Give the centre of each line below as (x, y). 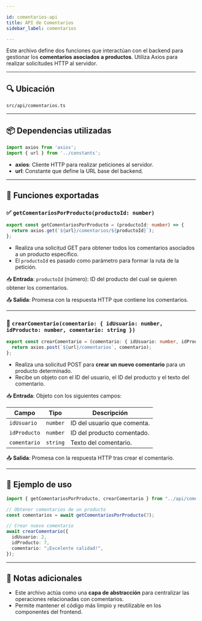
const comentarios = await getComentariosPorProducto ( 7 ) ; (80, 515)
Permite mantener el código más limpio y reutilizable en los (88, 605)
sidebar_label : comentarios (41, 28)
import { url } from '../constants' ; (54, 153)
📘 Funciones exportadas (53, 195)
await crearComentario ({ (37, 532)
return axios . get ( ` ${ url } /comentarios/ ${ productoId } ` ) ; (83, 231)
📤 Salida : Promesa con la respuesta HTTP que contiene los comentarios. (97, 300)
